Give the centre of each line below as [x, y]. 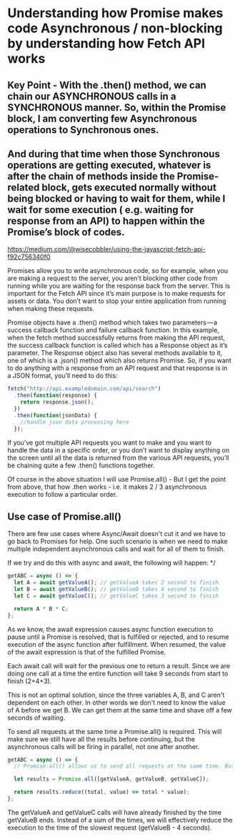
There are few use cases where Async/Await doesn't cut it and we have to [116, 534]
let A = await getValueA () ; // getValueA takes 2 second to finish [116, 583]
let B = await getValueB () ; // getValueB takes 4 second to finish [116, 590]
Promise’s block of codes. [66, 232]
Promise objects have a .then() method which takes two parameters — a [112, 322]
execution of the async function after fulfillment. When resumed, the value [117, 644]
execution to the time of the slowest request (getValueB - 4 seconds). [110, 828]
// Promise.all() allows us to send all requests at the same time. [118, 766]
